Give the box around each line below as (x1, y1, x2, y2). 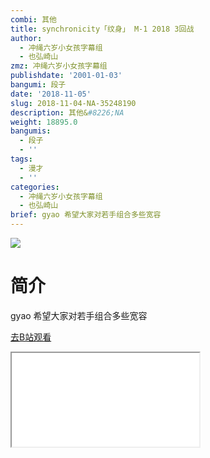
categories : (10, 182, 60, 192)
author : (10, 33, 43, 43)
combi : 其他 (10, 14, 57, 25)
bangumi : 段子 (10, 80, 67, 90)
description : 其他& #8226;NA (10, 107, 125, 118)
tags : (10, 154, 33, 164)
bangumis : (10, 126, 52, 136)
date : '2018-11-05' (10, 89, 92, 99)
